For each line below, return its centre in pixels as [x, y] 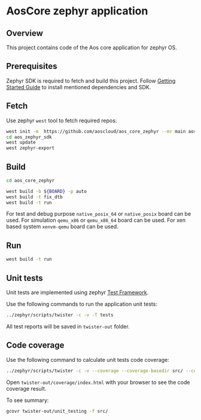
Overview [25, 33]
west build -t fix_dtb [34, 197]
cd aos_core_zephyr [31, 180]
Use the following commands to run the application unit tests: [82, 304]
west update [21, 143]
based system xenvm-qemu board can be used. [62, 226]
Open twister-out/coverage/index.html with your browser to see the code [98, 382]
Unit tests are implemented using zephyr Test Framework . [77, 292]
